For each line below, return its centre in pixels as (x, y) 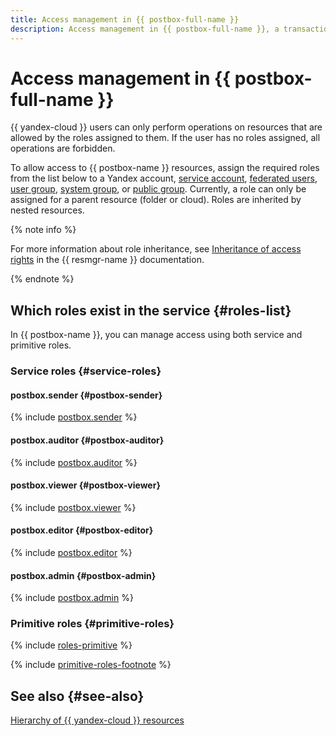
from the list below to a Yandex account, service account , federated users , (164, 178)
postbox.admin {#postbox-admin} (83, 575)
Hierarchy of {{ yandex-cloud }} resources (97, 720)
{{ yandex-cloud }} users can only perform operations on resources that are (166, 127)
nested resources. (47, 210)
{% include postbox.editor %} (71, 552)
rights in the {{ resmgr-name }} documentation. (107, 260)
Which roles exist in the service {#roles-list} (151, 310)
